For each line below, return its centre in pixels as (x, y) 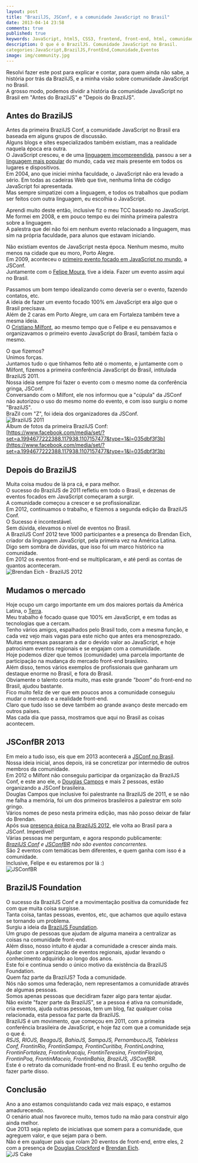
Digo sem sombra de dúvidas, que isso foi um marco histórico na (85, 547)
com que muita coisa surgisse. (43, 908)
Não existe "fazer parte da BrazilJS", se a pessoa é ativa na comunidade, (95, 1002)
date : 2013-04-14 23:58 (35, 22)
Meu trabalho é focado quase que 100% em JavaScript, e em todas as (91, 617)
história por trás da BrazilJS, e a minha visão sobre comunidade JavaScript (97, 78)
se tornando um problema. (38, 921)
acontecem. (21, 724)
